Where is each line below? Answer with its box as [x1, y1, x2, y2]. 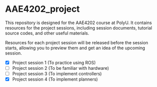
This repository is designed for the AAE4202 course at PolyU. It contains [5, 20, 152, 26]
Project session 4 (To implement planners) [12, 76, 98, 82]
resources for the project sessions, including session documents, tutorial [5, 25, 152, 30]
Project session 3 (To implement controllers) [12, 71, 102, 77]
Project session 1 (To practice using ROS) [12, 59, 96, 65]
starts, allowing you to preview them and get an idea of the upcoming [5, 45, 146, 51]
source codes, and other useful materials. [5, 30, 89, 36]
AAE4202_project [5, 3, 80, 15]
